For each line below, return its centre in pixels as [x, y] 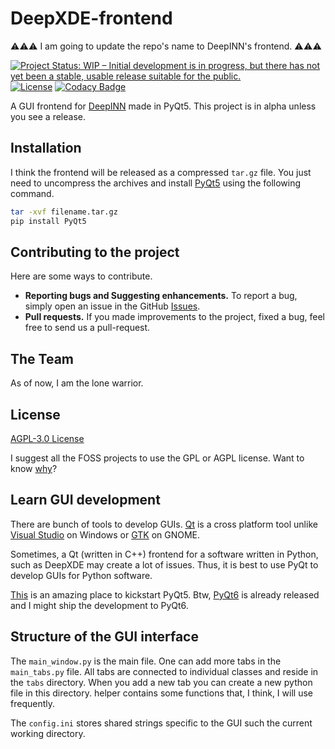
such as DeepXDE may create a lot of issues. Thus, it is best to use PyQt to [164, 564]
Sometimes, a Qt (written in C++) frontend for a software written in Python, [164, 554]
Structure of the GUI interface [104, 637]
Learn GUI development [85, 500]
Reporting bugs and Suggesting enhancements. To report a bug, [161, 296]
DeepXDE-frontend [91, 18]
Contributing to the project [95, 252]
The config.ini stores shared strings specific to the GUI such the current [161, 723]
